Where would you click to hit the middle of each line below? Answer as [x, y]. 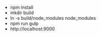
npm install [22, 7]
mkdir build [22, 13]
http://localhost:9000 [32, 29]
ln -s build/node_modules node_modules [53, 18]
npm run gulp [24, 23]
